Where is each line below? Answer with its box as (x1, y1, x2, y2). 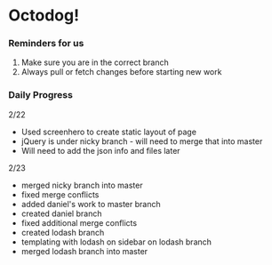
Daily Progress (8, 89, 73, 101)
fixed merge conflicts (20, 189, 100, 200)
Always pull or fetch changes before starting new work (20, 67, 222, 77)
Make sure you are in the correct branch (20, 57, 170, 68)
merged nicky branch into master (20, 180, 143, 190)
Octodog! (8, 5, 80, 26)
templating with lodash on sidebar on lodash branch (20, 237, 212, 247)
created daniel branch (20, 208, 102, 219)
